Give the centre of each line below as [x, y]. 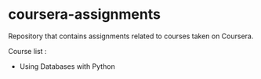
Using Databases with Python [67, 66]
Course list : [27, 51]
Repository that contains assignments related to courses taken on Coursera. [131, 36]
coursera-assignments [84, 14]
